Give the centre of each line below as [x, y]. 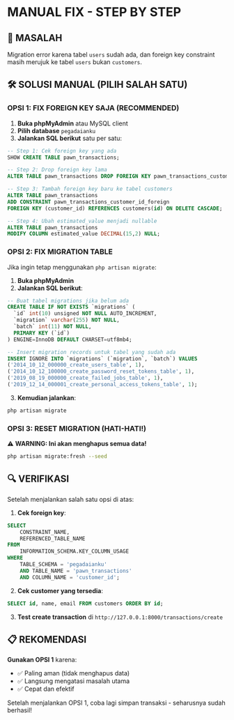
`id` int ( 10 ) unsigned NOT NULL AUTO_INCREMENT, [85, 314]
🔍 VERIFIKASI [38, 479]
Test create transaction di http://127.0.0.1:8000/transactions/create [120, 617]
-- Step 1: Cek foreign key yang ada [62, 151]
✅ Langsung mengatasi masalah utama [73, 681]
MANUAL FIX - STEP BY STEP [94, 12]
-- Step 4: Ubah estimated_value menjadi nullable [82, 221]
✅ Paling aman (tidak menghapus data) [73, 673]
